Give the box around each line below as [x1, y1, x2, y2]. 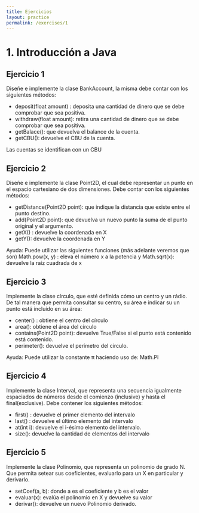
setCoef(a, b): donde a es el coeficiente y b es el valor [14, 487, 149, 495]
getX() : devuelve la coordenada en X [14, 229, 107, 236]
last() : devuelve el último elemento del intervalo [14, 417, 133, 424]
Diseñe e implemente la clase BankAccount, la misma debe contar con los [6, 85, 188, 92]
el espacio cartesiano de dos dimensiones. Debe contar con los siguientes [6, 186, 189, 193]
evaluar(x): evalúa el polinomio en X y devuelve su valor [14, 493, 152, 501]
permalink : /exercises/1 [6, 20, 68, 26]
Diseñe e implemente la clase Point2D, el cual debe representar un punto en [6, 180, 193, 187]
